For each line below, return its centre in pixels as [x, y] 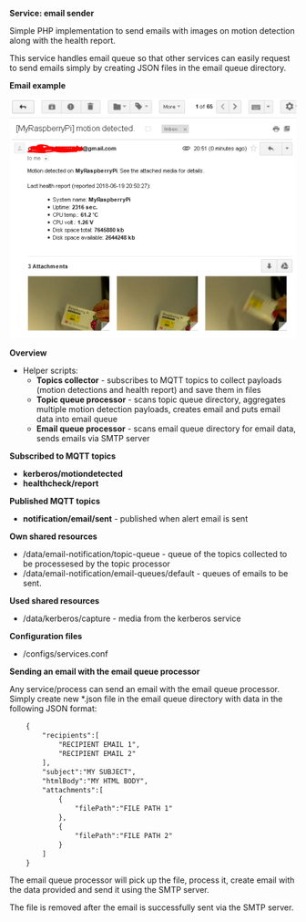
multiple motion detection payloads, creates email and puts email [158, 409]
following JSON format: [53, 708]
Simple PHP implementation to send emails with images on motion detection [153, 31]
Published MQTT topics [55, 501]
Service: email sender [52, 13]
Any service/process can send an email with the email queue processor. [145, 689]
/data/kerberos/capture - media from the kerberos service [132, 618]
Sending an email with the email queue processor [105, 671]
